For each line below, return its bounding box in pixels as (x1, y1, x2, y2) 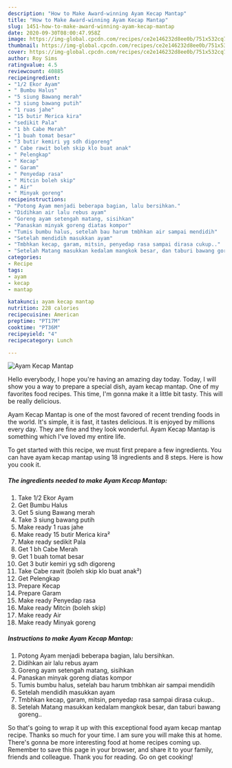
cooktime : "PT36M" (8, 324, 61, 331)
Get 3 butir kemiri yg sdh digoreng (17, 560, 116, 568)
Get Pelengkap (17, 574, 61, 583)
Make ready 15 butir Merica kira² (17, 531, 111, 539)
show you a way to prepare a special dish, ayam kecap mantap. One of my (8, 382, 220, 391)
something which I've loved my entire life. (8, 433, 126, 441)
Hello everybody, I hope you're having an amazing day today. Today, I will (8, 375, 216, 384)
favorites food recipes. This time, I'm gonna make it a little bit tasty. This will (8, 390, 223, 398)
